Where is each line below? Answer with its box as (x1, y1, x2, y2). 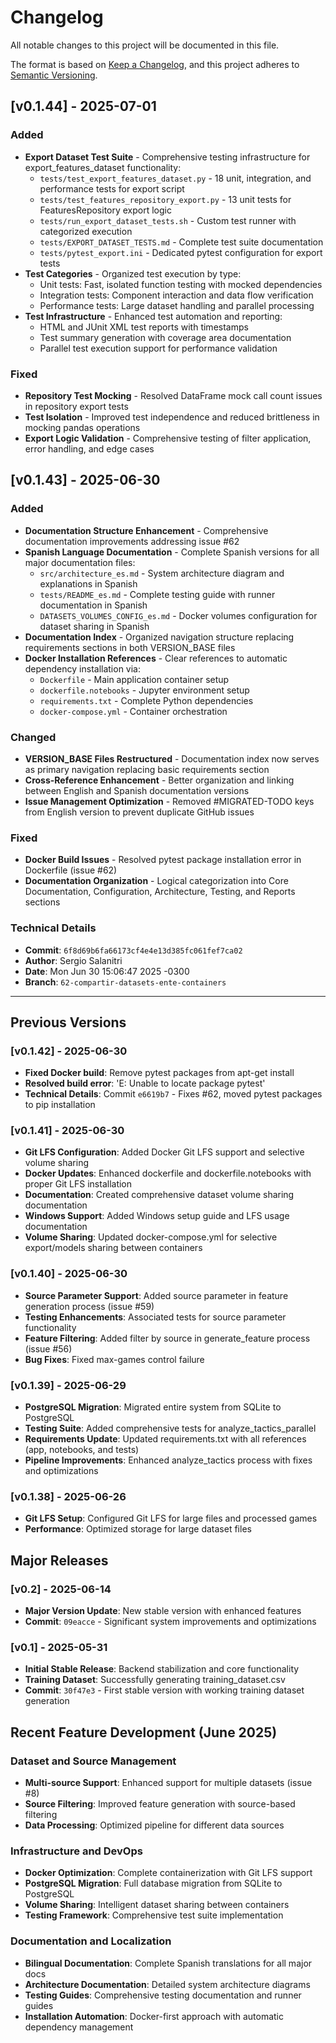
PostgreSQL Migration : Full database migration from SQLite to (24, 1877, 283, 1890)
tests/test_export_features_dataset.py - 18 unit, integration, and (39, 172, 312, 184)
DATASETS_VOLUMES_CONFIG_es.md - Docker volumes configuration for (39, 609, 318, 621)
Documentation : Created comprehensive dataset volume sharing (24, 1189, 295, 1201)
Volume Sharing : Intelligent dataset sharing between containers (24, 1899, 290, 1911)
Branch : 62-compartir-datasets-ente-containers (24, 976, 227, 988)
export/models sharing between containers (24, 1242, 203, 1254)
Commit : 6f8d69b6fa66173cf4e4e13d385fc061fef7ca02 (24, 944, 243, 956)
